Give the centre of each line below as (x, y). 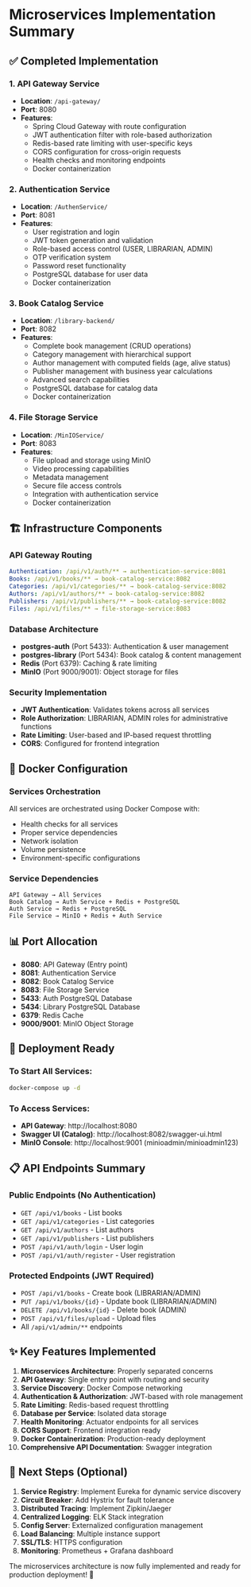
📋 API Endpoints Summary (77, 1169)
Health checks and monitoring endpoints (99, 160)
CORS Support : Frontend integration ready (91, 1430)
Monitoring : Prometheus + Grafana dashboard (97, 1550)
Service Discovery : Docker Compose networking (102, 1388)
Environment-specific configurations (80, 858)
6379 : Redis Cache (52, 1015)
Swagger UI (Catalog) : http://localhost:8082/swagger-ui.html (121, 1134)
